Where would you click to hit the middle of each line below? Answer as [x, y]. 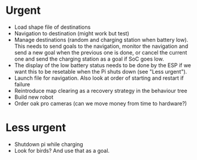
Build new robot [34, 97]
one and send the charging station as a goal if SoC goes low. [89, 59]
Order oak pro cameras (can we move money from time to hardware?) [100, 103]
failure [22, 84]
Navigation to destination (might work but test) [72, 33]
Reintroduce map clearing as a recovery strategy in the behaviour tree [101, 90]
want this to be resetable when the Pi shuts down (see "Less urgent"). [101, 71]
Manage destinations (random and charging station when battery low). [101, 40]
